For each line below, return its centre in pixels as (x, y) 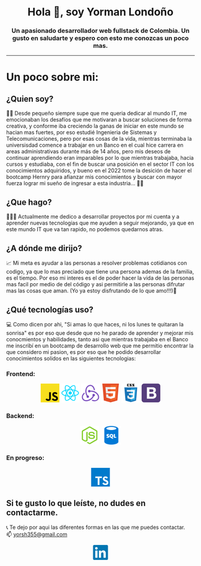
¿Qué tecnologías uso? (50, 309)
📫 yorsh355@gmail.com (37, 534)
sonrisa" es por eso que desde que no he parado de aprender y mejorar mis (100, 333)
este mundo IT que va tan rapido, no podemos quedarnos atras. (85, 229)
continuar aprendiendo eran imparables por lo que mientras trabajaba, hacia (100, 158)
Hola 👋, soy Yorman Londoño (100, 12)
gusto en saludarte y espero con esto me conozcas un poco (100, 38)
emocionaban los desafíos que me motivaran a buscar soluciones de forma (99, 120)
